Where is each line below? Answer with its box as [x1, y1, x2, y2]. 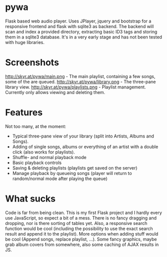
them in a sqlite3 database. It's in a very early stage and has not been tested [5, 34, 163, 40]
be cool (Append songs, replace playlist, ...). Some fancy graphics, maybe [5, 236, 157, 242]
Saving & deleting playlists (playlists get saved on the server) [12, 164, 138, 171]
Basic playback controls [12, 159, 62, 165]
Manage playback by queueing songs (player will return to [12, 170, 132, 176]
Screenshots [5, 57, 59, 68]
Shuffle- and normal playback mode [12, 154, 87, 160]
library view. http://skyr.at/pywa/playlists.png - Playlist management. [5, 84, 146, 90]
